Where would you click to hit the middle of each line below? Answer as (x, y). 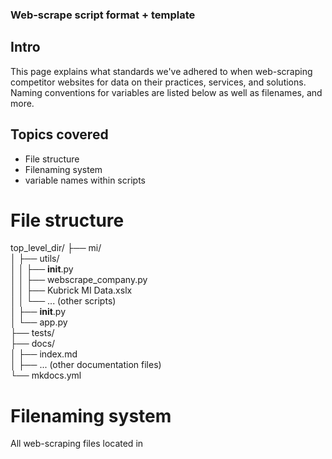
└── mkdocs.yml (46, 375)
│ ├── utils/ (35, 259)
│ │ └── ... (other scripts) (63, 301)
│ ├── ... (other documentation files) (86, 365)
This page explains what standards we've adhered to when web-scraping (161, 71)
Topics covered (59, 134)
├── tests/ (32, 333)
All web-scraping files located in (77, 444)
